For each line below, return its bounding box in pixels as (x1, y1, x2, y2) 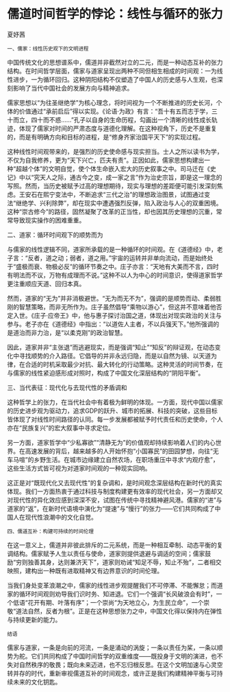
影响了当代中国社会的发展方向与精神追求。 (12, 84, 133, 92)
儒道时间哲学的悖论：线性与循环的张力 (7, 6, 224, 22)
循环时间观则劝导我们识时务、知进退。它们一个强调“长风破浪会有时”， (18, 590, 217, 598)
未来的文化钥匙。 (12, 678, 62, 686)
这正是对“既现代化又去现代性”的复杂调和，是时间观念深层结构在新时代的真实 (7, 478, 222, 487)
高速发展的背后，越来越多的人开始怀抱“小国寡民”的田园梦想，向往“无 (25, 447, 219, 455)
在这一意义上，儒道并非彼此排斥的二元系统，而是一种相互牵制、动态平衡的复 (7, 540, 223, 549)
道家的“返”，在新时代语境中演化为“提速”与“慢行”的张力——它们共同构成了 (7, 504, 215, 512)
